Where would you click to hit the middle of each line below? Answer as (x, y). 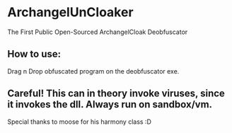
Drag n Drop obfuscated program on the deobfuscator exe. (93, 71)
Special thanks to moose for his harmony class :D (80, 122)
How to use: (34, 54)
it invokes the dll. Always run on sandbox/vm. (110, 104)
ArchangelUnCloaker (70, 12)
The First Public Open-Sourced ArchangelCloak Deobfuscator (98, 32)
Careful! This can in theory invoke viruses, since (116, 94)
